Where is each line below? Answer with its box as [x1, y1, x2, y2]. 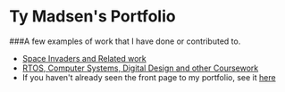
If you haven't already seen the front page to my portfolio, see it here [21, 71, 276, 82]
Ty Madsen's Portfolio [9, 6, 176, 27]
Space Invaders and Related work [21, 53, 147, 63]
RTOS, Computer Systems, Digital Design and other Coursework [21, 63, 259, 73]
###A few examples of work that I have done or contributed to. [9, 36, 241, 46]
